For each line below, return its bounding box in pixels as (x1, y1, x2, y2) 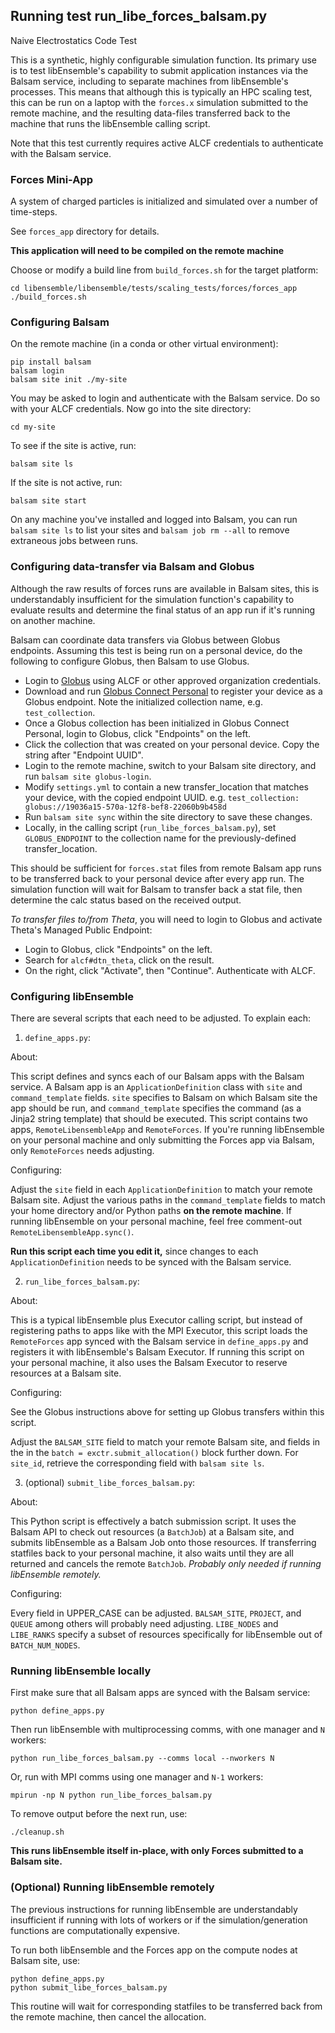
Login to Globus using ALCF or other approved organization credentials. (24, 674, 322, 686)
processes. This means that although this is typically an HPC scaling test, (10, 85, 313, 98)
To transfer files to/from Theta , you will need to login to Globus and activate (10, 913, 323, 925)
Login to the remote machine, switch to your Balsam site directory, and (24, 759, 317, 771)
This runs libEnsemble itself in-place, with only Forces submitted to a (10, 1845, 304, 1857)
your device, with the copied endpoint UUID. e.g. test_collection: (24, 791, 300, 803)
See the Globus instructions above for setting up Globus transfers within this (10, 1406, 325, 1418)
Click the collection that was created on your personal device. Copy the (24, 738, 320, 750)
